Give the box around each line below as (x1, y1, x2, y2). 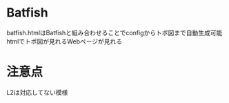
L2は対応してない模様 (6, 88, 68, 96)
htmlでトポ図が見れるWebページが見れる (6, 37, 123, 46)
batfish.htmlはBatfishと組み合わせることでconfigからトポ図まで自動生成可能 (6, 28, 223, 37)
